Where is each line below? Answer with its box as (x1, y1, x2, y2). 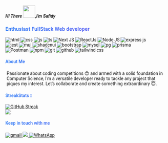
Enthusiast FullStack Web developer (5, 26, 90, 32)
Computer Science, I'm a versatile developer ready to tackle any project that (7, 75, 156, 81)
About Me (5, 58, 26, 65)
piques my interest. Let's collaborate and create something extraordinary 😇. (7, 80, 157, 87)
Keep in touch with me (5, 120, 50, 126)
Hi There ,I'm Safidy (5, 13, 56, 19)
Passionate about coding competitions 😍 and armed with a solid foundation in (7, 70, 163, 76)
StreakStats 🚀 (5, 93, 32, 98)
